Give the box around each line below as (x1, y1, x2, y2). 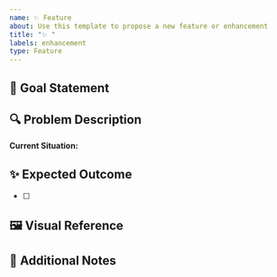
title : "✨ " (9, 30, 56, 39)
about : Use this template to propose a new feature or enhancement (9, 22, 269, 31)
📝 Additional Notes (9, 253, 116, 268)
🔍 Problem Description (9, 112, 143, 127)
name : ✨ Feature (9, 13, 72, 23)
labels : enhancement (9, 38, 88, 48)
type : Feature (9, 47, 63, 56)
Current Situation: (9, 141, 78, 152)
